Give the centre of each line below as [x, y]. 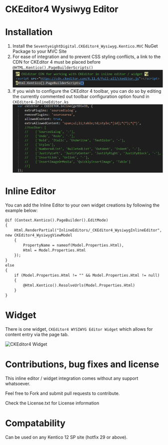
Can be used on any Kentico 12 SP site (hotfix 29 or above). [66, 437]
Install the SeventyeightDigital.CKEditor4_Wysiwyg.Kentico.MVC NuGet [85, 46]
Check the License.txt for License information [52, 403]
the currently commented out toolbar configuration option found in [81, 97]
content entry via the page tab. [37, 334]
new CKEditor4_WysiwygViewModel [39, 235]
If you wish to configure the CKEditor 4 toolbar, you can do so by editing [87, 91]
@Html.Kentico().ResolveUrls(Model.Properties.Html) [79, 285]
